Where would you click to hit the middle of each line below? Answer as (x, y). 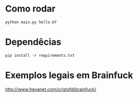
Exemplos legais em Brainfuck (69, 75)
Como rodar (30, 9)
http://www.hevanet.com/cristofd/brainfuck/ (51, 89)
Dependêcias (33, 42)
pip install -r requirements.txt (40, 55)
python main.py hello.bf (31, 22)
